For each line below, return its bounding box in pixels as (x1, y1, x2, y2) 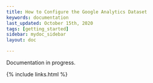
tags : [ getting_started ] (6, 25, 69, 32)
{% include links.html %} (6, 71, 68, 78)
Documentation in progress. (6, 59, 76, 66)
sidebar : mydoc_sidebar (6, 32, 67, 38)
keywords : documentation (6, 15, 69, 21)
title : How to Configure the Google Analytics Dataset (6, 8, 148, 15)
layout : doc (6, 37, 36, 43)
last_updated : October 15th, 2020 (6, 20, 94, 26)
